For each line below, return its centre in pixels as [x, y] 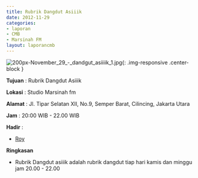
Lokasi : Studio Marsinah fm [41, 92]
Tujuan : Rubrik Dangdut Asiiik [44, 80]
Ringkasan [20, 150]
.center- [179, 62]
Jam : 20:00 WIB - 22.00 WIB [43, 115]
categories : [21, 23]
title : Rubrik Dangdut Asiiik [44, 12]
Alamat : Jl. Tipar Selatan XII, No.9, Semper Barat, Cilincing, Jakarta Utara [98, 103]
